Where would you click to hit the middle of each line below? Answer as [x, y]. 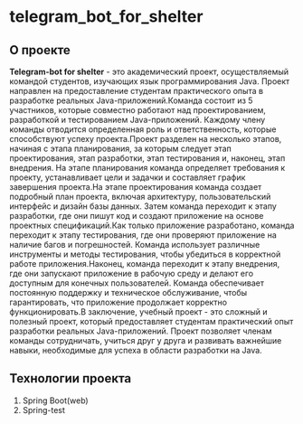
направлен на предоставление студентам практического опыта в [137, 91]
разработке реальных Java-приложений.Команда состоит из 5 [131, 100]
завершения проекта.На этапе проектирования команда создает [136, 187]
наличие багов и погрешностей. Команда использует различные [135, 245]
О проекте [40, 50]
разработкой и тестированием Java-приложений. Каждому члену [137, 120]
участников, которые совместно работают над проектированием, [138, 110]
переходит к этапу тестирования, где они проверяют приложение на [143, 235]
